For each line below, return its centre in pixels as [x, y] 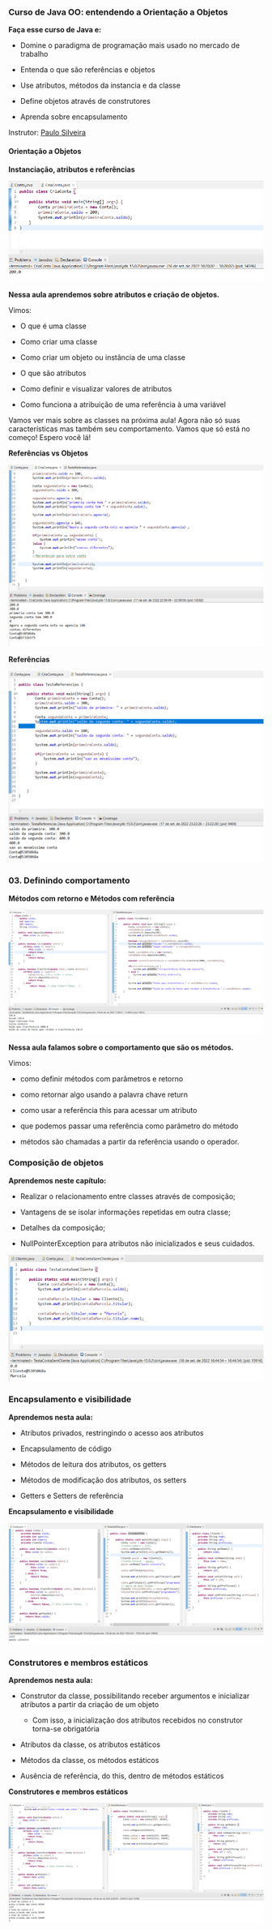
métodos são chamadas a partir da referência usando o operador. [130, 1142]
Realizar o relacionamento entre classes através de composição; [128, 1196]
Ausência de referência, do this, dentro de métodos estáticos [122, 1776]
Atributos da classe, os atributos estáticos [90, 1744]
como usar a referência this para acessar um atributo [108, 1110]
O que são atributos [53, 373]
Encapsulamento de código [66, 1449]
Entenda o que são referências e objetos [87, 70]
